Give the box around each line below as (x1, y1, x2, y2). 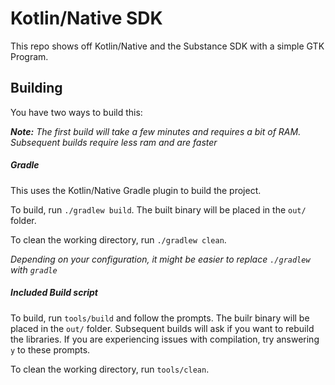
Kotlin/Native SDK (10, 7, 163, 30)
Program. (10, 50, 49, 62)
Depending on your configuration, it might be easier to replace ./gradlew (10, 253, 311, 265)
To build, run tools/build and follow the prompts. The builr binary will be (10, 312, 310, 324)
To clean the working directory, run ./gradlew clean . (10, 233, 227, 246)
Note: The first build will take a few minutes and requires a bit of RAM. (10, 125, 302, 137)
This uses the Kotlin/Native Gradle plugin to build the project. (10, 184, 262, 196)
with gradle (10, 263, 58, 276)
